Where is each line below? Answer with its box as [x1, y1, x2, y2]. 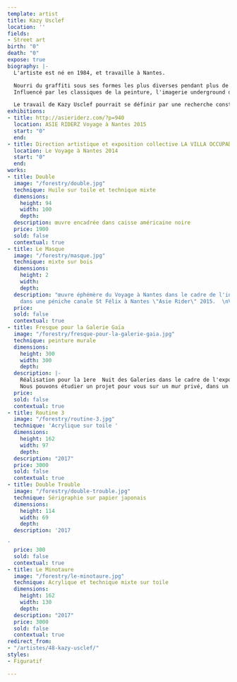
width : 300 [20, 356, 52, 364]
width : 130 [20, 599, 52, 606]
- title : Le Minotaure [7, 566, 74, 573]
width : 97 [20, 442, 49, 449]
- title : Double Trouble [7, 481, 80, 488]
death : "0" [7, 50, 39, 57]
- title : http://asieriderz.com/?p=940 [7, 114, 125, 122]
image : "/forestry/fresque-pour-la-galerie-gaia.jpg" [13, 330, 175, 337]
